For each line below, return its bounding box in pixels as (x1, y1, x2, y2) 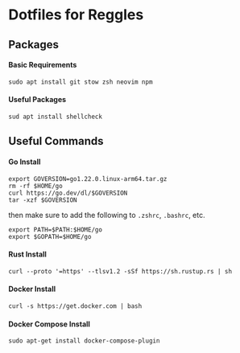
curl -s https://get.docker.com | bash (8, 302, 143, 310)
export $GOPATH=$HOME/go (8, 232, 92, 240)
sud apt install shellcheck (8, 113, 103, 121)
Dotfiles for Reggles (8, 6, 144, 24)
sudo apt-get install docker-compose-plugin (8, 337, 160, 345)
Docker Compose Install (8, 319, 91, 329)
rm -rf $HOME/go (8, 182, 63, 190)
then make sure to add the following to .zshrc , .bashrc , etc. (8, 210, 205, 220)
